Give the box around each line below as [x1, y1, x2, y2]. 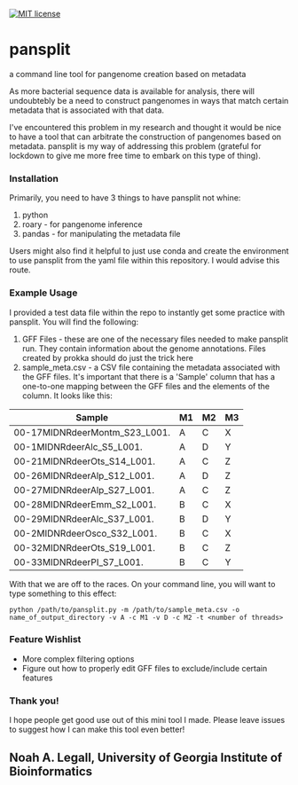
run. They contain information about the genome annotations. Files [21, 342, 266, 354]
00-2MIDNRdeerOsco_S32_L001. [13, 527, 158, 539]
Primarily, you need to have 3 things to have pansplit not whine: [9, 192, 241, 203]
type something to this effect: [9, 588, 117, 599]
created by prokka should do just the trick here [21, 352, 193, 363]
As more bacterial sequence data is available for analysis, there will [9, 85, 255, 97]
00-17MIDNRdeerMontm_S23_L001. [13, 426, 171, 438]
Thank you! [9, 695, 59, 707]
